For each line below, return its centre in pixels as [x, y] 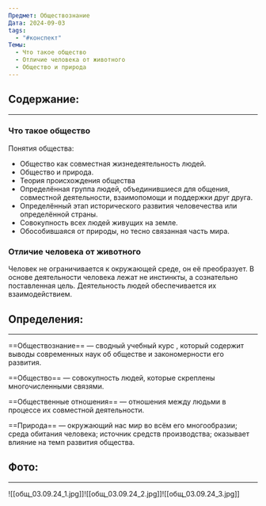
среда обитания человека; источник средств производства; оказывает [129, 434]
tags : [17, 30]
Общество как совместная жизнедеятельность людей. [113, 163]
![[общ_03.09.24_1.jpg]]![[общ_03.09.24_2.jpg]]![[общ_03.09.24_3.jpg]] [124, 493]
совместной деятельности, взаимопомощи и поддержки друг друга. [136, 197]
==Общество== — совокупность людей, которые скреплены [112, 378]
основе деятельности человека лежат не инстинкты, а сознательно [123, 278]
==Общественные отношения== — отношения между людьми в [117, 401]
